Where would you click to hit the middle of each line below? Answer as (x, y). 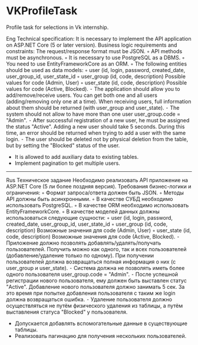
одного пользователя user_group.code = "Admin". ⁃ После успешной (92, 274)
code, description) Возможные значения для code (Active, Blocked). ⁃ (93, 236)
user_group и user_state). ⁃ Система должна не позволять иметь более (95, 268)
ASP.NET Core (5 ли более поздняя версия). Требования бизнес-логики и (99, 186)
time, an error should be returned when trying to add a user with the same (96, 133)
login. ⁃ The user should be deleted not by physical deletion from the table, (97, 139)
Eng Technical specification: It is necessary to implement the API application (99, 38)
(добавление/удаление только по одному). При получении (80, 255)
